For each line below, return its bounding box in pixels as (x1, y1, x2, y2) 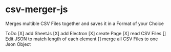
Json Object (5, 41, 31, 47)
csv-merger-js (5, 4, 68, 15)
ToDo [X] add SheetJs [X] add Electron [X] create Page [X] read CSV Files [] (5, 30, 166, 36)
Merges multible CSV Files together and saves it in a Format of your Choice (5, 20, 164, 27)
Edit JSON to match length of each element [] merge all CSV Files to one (5, 36, 158, 42)
